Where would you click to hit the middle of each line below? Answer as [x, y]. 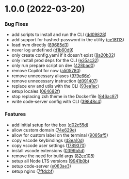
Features [15, 114]
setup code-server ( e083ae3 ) [41, 166]
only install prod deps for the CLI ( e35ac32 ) [55, 60]
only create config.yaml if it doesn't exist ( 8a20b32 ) [64, 55]
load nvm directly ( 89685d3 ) [40, 45]
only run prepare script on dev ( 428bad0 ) [53, 65]
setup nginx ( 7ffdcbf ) [33, 171]
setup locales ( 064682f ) [36, 91]
